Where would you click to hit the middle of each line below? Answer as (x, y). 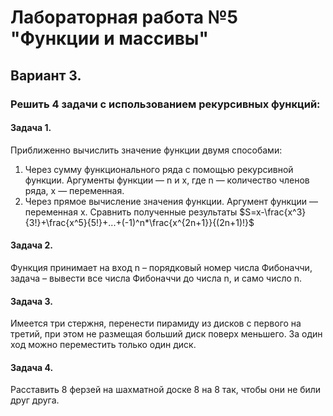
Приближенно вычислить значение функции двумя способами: (146, 150)
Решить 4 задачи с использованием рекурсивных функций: (165, 104)
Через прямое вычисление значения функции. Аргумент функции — (171, 201)
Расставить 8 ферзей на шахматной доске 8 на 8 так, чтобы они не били (166, 390)
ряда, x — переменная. (74, 190)
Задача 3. (31, 301)
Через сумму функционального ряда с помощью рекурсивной (159, 169)
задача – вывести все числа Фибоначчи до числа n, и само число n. (156, 278)
